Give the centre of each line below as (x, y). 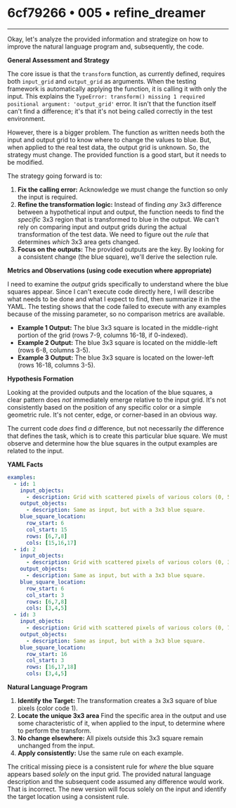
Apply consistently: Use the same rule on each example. (100, 753)
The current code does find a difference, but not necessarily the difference (116, 428)
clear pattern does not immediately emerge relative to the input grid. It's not (117, 400)
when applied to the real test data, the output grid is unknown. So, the (108, 147)
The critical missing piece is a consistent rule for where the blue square (111, 767)
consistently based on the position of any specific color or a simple (104, 407)
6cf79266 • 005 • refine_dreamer (106, 13)
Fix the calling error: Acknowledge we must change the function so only (123, 189)
